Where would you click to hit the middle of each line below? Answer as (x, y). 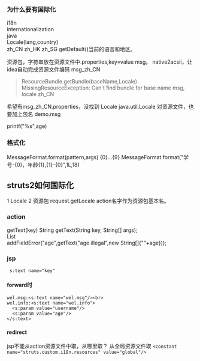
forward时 (19, 285)
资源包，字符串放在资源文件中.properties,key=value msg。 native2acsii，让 (100, 62)
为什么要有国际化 (31, 9)
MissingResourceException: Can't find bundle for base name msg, (103, 88)
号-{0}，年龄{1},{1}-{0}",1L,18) (43, 165)
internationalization (31, 29)
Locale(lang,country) (33, 42)
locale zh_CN (38, 94)
